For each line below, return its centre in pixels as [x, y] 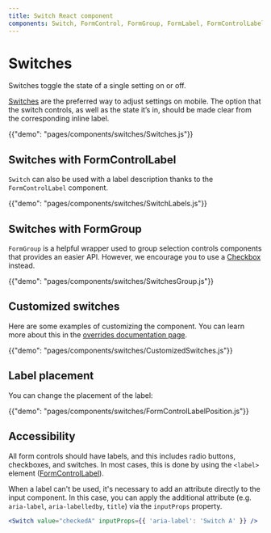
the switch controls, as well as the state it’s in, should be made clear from [130, 110]
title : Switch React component [61, 16]
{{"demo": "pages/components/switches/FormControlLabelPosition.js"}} [129, 411]
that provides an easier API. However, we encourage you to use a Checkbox [135, 257]
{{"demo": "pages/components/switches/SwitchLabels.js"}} [108, 204]
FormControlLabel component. [58, 188]
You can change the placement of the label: [81, 395]
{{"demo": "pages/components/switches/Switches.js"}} [101, 134]
